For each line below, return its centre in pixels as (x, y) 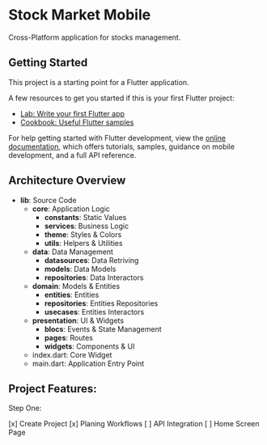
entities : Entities (72, 295)
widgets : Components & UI (89, 346)
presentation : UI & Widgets (78, 320)
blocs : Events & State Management (103, 328)
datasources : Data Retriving (91, 260)
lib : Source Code (48, 200)
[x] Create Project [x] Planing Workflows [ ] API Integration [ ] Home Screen (134, 424)
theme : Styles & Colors (83, 234)
